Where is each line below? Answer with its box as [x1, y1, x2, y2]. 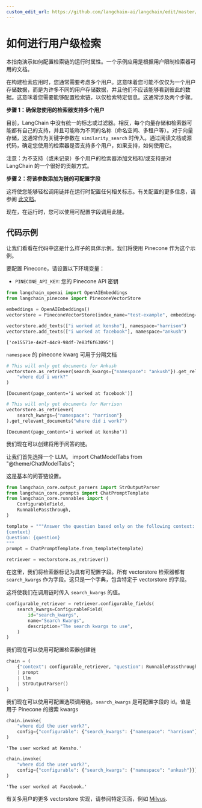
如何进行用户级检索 [6, 37, 102, 50]
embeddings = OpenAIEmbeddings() [6, 306, 90, 313]
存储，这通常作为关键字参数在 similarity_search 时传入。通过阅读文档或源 [6, 134, 192, 141]
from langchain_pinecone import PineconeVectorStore [6, 295, 141, 302]
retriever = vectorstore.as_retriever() [6, 557, 109, 563]
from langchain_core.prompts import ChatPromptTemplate [6, 490, 149, 496]
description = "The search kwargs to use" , [28, 623, 133, 629]
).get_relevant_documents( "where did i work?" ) [6, 418, 128, 424]
